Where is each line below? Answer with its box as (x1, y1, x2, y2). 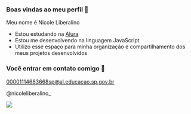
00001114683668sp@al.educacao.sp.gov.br (6, 78, 115, 85)
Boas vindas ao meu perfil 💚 (6, 5, 89, 14)
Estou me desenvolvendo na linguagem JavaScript (14, 37, 140, 44)
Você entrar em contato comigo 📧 (6, 64, 106, 73)
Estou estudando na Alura (14, 30, 79, 38)
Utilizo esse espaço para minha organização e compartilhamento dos (14, 43, 186, 50)
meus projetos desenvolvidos (14, 50, 88, 57)
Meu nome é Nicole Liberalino (6, 19, 80, 26)
